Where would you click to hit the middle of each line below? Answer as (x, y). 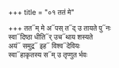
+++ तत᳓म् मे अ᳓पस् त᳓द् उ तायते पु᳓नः (59, 28)
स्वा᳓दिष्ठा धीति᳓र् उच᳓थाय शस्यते (51, 37)
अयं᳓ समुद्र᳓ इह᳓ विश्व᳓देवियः (44, 46)
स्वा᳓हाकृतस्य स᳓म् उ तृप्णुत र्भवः (48, 55)
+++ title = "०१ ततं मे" (42, 12)
